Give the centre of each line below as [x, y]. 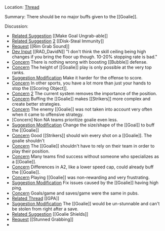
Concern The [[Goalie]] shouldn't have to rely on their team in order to [83, 146]
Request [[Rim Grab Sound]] [41, 46]
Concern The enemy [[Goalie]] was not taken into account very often [82, 109]
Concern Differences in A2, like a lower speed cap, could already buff [82, 167]
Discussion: [17, 26]
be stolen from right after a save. [45, 209]
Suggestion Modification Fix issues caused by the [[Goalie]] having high [85, 183]
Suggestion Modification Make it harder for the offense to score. [77, 78]
